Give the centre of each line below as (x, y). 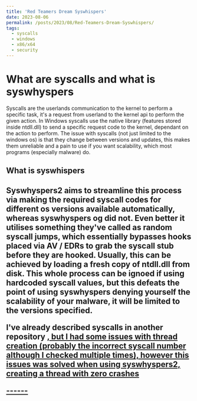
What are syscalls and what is (81, 79)
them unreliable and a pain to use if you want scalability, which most (89, 146)
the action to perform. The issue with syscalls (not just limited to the (88, 133)
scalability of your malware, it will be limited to (93, 301)
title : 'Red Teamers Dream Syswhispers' (57, 12)
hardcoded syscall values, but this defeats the (93, 283)
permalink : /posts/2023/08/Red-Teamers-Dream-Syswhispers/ (80, 22)
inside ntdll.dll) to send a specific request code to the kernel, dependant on (97, 127)
